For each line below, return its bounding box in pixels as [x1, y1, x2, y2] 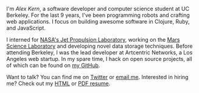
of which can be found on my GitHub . [6, 62, 100, 69]
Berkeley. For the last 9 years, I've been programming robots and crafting [6, 11, 190, 19]
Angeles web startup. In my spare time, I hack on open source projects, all [6, 56, 193, 62]
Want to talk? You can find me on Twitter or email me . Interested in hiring [6, 74, 189, 80]
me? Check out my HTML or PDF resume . [6, 80, 111, 87]
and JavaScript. [6, 24, 46, 31]
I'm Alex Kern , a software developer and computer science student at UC [6, 5, 190, 12]
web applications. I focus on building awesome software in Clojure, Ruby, [6, 18, 190, 25]
